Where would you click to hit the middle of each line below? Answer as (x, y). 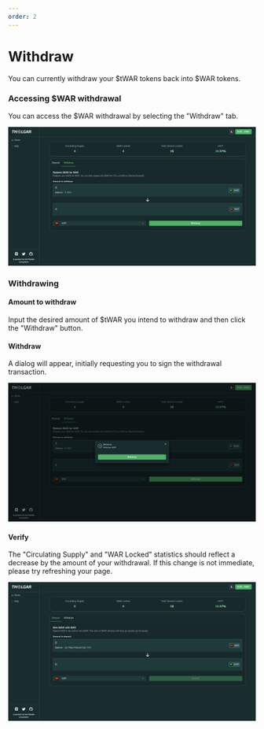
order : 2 (22, 17)
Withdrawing (33, 283)
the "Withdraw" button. (46, 328)
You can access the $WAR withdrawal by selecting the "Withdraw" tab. (123, 116)
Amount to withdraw (42, 302)
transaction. (27, 372)
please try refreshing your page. (60, 572)
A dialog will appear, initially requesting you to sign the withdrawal (115, 364)
